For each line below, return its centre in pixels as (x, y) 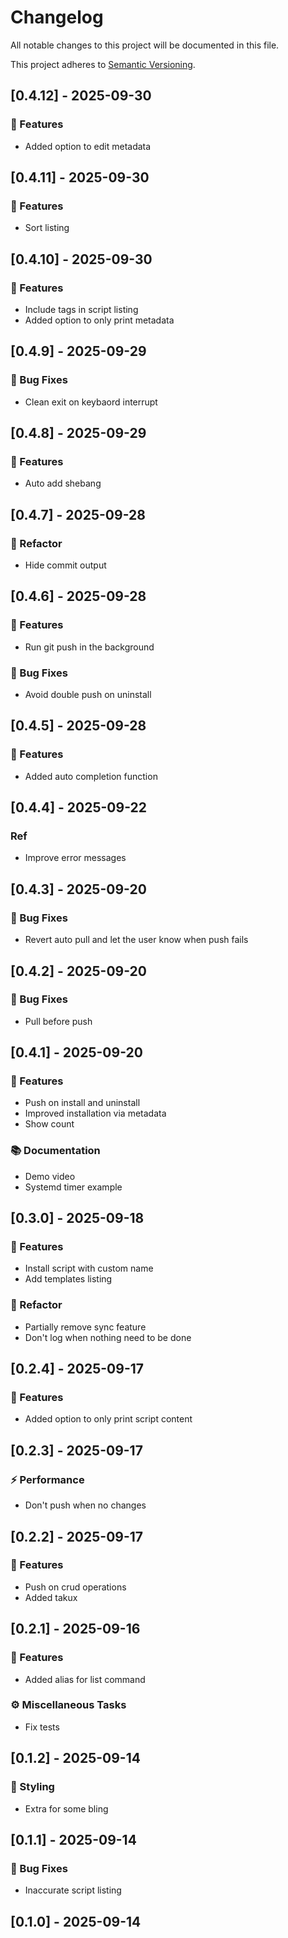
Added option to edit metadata (88, 146)
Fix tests (42, 1727)
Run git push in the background (89, 647)
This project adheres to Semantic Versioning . (103, 64)
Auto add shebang (63, 483)
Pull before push (58, 1021)
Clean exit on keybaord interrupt (91, 402)
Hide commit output (65, 565)
